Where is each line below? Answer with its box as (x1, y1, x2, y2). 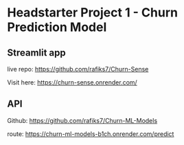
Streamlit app (7, 47, 67, 58)
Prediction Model (7, 19, 107, 35)
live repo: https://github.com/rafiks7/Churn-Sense (7, 65, 149, 73)
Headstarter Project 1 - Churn (7, 5, 179, 21)
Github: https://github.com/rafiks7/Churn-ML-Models (7, 116, 158, 124)
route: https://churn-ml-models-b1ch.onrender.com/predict (7, 129, 174, 138)
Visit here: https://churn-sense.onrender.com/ (7, 78, 137, 87)
